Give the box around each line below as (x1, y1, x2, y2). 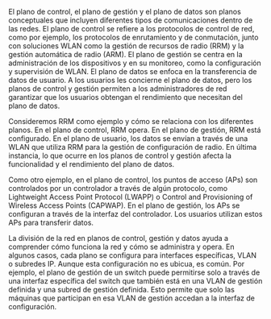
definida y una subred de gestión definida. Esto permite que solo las (8, 285, 236, 294)
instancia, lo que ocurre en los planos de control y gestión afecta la (8, 151, 232, 160)
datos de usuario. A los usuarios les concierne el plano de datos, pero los (8, 76, 252, 85)
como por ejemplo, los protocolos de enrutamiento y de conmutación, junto (8, 32, 259, 42)
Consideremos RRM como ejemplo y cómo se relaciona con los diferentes (8, 117, 254, 126)
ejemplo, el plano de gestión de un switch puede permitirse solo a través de (8, 267, 261, 277)
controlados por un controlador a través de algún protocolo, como (8, 184, 228, 193)
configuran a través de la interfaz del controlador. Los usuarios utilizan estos (8, 209, 263, 218)
